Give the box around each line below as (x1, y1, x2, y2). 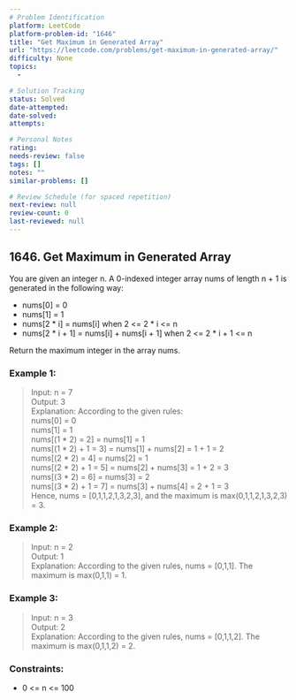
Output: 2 (30, 621, 66, 632)
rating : (9, 143, 38, 153)
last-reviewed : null (9, 217, 86, 226)
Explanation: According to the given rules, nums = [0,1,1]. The (30, 560, 254, 571)
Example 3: (9, 592, 59, 605)
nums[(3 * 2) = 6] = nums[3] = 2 (30, 471, 150, 482)
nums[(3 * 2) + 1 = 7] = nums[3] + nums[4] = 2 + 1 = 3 (30, 481, 230, 491)
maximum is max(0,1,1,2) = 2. (30, 640, 136, 651)
